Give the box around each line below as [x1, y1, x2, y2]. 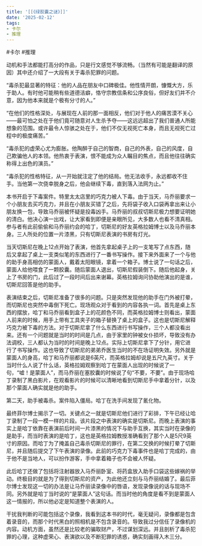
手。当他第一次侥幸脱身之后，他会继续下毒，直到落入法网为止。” [6, 180, 164, 187]
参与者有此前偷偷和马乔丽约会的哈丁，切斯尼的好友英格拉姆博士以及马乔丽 [6, 223, 191, 231]
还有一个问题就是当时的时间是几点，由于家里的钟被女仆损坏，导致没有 [16, 332, 191, 339]
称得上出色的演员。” [6, 160, 54, 167]
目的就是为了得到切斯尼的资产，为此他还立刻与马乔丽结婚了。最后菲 [26, 475, 196, 482]
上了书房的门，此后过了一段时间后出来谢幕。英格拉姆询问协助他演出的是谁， [6, 273, 196, 281]
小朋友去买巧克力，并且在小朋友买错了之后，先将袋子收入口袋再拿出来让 [11, 200, 191, 208]
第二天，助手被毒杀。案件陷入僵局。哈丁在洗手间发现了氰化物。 [6, 397, 164, 404]
